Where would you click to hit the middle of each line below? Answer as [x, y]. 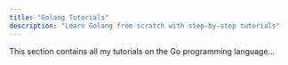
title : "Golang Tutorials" [59, 17]
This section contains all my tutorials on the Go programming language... [142, 51]
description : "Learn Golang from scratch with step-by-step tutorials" [144, 26]
